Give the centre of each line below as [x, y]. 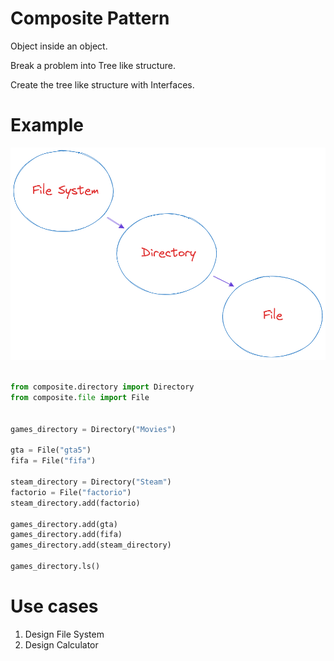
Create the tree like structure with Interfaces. [102, 84]
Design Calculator [61, 644]
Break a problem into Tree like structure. [93, 65]
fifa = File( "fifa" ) [53, 461]
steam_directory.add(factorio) [75, 503]
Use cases [54, 606]
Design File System [64, 634]
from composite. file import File [80, 398]
